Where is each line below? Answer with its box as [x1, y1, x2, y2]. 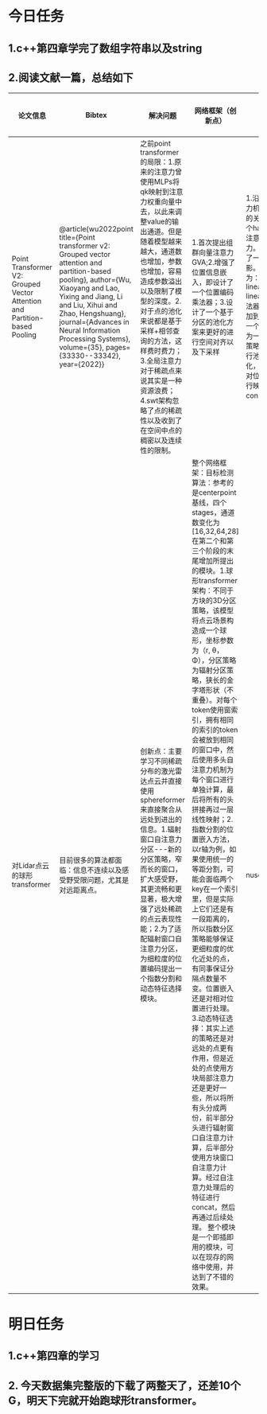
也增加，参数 [140, 256, 183, 267]
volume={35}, [59, 343, 105, 353]
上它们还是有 [192, 904, 234, 913]
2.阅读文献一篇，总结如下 [8, 71, 133, 84]
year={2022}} [59, 360, 105, 369]
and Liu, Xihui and [59, 300, 118, 310]
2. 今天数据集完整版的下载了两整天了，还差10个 [8, 1378, 241, 1393]
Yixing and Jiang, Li [59, 292, 123, 302]
